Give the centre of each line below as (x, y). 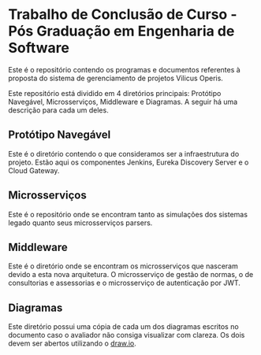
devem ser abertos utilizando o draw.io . (72, 343)
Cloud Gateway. (34, 170)
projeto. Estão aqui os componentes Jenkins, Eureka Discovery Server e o (129, 162)
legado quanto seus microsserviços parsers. (80, 223)
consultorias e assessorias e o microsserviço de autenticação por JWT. (124, 283)
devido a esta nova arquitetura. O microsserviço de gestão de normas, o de (131, 275)
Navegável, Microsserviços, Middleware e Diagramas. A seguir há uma (123, 102)
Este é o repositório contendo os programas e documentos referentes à (124, 69)
